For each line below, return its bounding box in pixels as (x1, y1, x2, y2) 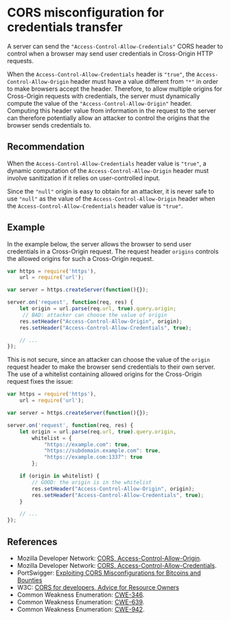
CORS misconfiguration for (7, 5, 165, 21)
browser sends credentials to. (7, 121, 91, 129)
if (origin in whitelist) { (19, 472, 100, 480)
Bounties (16, 576, 43, 584)
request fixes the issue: (7, 378, 73, 386)
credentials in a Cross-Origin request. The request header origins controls (7, 247, 219, 255)
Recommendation (7, 141, 84, 152)
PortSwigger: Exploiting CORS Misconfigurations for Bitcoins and (16, 569, 201, 577)
